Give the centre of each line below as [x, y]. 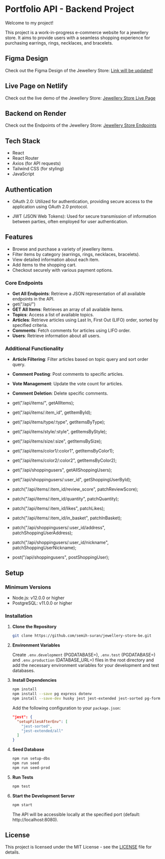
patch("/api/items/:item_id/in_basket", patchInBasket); [67, 518]
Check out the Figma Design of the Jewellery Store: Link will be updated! [79, 70]
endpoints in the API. [33, 299]
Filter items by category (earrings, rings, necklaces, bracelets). [76, 254]
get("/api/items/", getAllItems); [43, 403]
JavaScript [23, 174]
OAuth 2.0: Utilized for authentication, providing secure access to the [82, 201]
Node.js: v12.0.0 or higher [38, 598]
